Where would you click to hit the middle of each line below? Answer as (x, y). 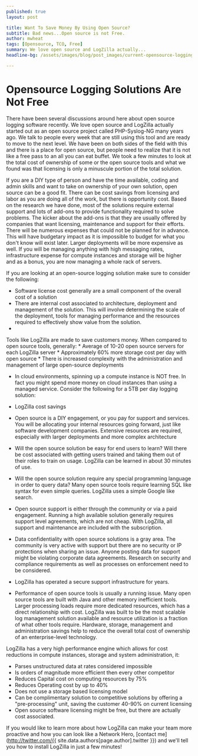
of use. (23, 467)
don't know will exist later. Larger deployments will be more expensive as (95, 243)
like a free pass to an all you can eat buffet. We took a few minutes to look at (99, 156)
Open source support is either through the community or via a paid (96, 509)
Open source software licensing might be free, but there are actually (98, 710)
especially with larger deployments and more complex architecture (95, 437)
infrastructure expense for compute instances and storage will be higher (94, 255)
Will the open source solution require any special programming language (103, 478)
